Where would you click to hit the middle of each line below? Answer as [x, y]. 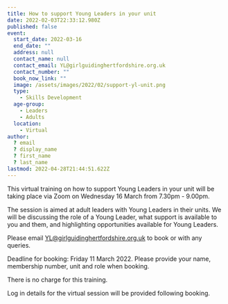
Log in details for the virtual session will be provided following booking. [108, 293]
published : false [32, 26]
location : [27, 123]
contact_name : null [42, 59]
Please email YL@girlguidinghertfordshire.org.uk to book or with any [105, 238]
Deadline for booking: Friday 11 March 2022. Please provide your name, [109, 259]
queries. [19, 245]
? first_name [32, 156]
